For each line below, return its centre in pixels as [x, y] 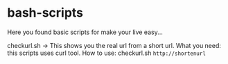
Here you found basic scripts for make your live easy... [85, 32]
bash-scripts [45, 13]
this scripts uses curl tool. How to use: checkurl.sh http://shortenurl [107, 53]
